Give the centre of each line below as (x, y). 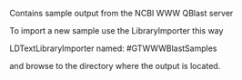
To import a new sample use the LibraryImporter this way (116, 30)
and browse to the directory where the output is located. (115, 66)
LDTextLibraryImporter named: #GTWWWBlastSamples (113, 48)
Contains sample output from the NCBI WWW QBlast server (121, 13)
